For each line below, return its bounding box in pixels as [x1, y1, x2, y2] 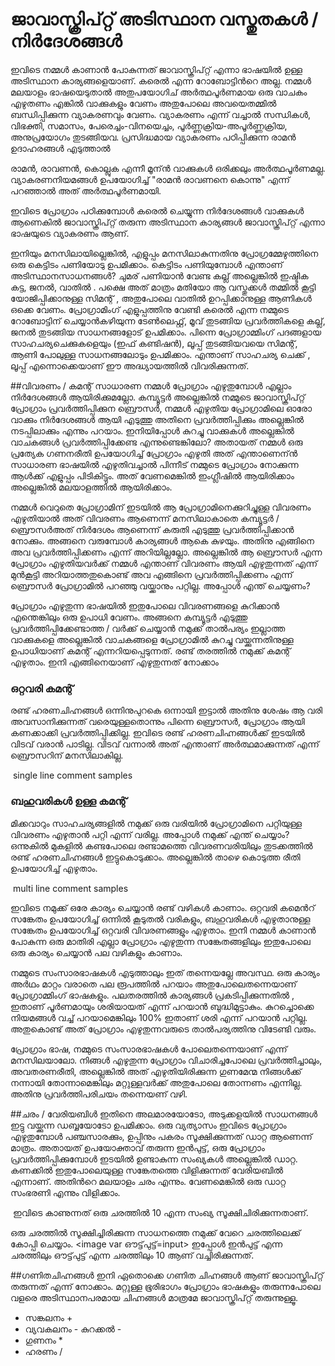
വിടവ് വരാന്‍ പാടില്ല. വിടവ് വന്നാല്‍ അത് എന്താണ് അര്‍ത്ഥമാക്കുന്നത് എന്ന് [10, 738, 320, 750]
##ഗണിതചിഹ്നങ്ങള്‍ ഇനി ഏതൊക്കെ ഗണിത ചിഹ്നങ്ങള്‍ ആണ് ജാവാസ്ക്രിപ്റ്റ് [10, 1269, 324, 1281]
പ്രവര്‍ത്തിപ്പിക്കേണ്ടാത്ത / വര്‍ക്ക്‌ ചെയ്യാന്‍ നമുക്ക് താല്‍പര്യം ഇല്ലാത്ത [10, 622, 286, 634]
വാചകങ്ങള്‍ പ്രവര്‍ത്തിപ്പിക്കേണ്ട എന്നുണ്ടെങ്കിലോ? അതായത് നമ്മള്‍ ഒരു [10, 436, 303, 448]
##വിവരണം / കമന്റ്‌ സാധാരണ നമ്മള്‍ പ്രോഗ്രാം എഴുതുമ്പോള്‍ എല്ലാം [10, 379, 292, 392]
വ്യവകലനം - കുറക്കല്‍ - [24, 1323, 122, 1335]
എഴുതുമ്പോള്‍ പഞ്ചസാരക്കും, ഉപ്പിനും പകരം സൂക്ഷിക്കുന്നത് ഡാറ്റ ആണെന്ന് [10, 1130, 313, 1142]
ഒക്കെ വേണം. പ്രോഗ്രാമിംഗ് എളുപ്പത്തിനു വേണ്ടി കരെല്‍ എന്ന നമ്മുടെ [10, 303, 290, 315]
